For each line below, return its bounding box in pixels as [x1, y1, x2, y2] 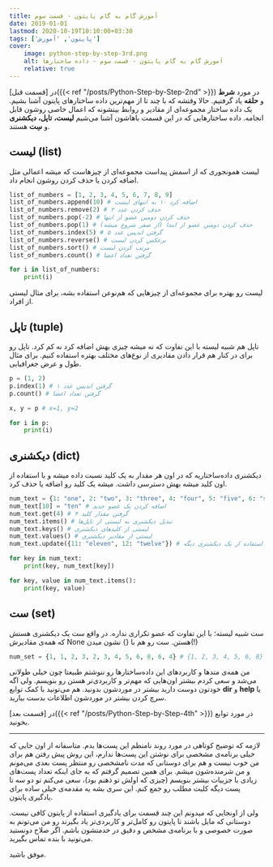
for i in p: [9, 418, 49, 427]
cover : [9, 42, 32, 50]
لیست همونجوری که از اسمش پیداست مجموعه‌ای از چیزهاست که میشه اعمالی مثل [9, 166, 260, 176]
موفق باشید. [9, 849, 47, 860]
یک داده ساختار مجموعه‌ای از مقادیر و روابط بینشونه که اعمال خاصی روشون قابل [9, 104, 253, 114]
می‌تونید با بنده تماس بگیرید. [9, 834, 93, 843]
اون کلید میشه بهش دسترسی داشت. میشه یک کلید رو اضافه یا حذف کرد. [9, 479, 228, 489]
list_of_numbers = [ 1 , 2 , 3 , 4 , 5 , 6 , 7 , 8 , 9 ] [9, 191, 173, 199]
